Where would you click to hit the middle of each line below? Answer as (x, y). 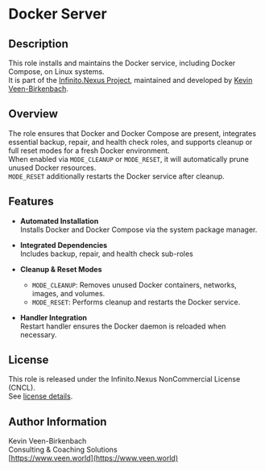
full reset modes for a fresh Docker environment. (89, 151)
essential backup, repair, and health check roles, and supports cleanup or (130, 142)
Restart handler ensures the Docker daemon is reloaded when (123, 326)
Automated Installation (59, 221)
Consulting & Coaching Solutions (63, 450)
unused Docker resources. (52, 167)
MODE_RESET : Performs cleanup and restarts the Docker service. (136, 302)
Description (38, 44)
